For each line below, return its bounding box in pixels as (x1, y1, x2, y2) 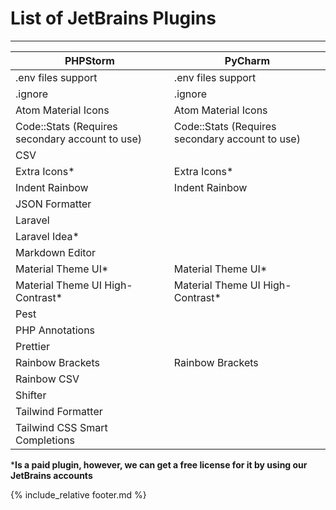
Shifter (15, 388, 47, 402)
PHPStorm (64, 53, 115, 67)
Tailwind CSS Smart (15, 420, 108, 434)
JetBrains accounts (10, 469, 93, 481)
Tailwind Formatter (15, 404, 103, 418)
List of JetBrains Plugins (10, 7, 217, 30)
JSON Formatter (15, 197, 92, 211)
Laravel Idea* (15, 229, 80, 243)
